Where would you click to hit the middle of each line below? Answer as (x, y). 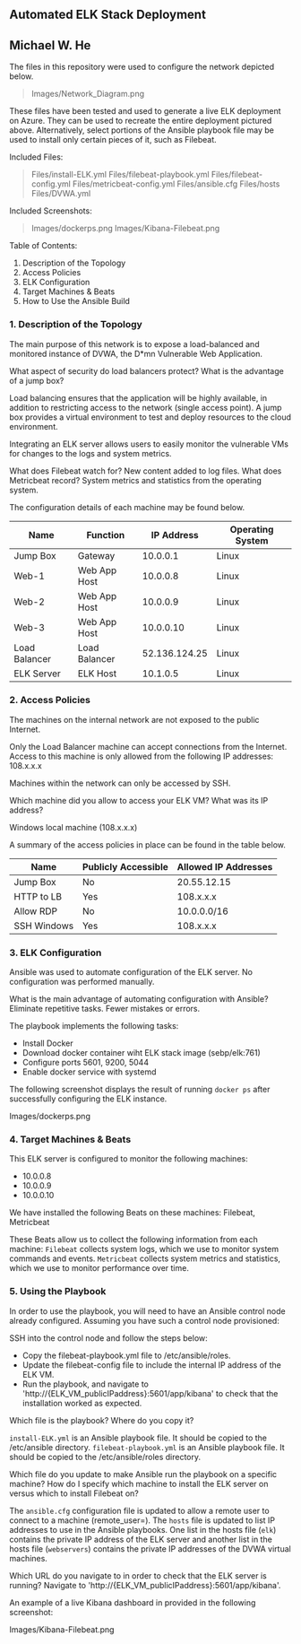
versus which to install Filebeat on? (74, 1493)
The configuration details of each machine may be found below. (127, 507)
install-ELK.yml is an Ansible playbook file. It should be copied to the (138, 1438)
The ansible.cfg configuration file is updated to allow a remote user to (140, 1510)
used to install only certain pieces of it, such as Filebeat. (113, 140)
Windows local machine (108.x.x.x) (73, 827)
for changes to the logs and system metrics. (90, 453)
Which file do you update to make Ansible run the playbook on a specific (143, 1474)
